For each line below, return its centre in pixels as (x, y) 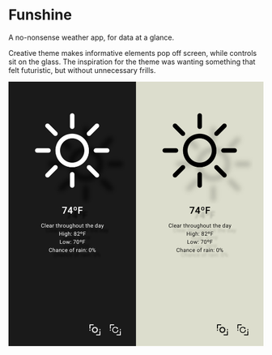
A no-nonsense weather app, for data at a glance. (91, 37)
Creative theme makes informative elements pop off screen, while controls (133, 53)
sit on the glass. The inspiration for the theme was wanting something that (132, 62)
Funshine (40, 15)
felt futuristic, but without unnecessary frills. (82, 70)
